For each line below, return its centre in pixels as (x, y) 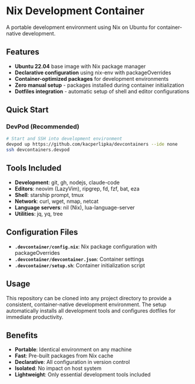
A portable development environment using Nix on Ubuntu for (81, 27)
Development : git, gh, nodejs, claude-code (67, 182)
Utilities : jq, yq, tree (39, 214)
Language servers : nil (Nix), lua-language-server (75, 207)
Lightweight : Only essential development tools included (83, 375)
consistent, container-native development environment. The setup (86, 304)
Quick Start (27, 110)
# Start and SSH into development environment (64, 139)
